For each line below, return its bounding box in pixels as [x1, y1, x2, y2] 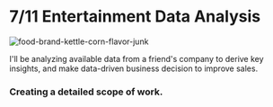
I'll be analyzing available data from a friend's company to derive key [9, 53, 264, 64]
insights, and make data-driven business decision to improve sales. [9, 63, 259, 74]
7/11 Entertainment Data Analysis [9, 6, 261, 27]
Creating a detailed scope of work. [9, 85, 163, 98]
